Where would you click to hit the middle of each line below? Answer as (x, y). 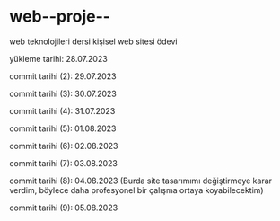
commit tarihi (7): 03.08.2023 (64, 163)
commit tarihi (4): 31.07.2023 (62, 110)
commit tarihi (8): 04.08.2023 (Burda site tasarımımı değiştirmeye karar (140, 181)
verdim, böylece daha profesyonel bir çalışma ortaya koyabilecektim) (136, 190)
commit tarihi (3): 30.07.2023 (63, 93)
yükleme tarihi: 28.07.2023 (58, 58)
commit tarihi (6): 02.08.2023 (64, 146)
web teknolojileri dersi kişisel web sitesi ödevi (93, 41)
